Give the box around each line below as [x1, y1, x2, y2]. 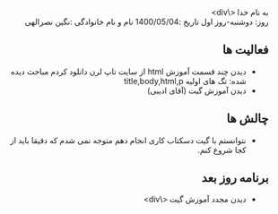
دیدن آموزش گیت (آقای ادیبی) [146, 85, 247, 96]
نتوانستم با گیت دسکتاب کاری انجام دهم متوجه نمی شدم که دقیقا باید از [9, 134, 247, 145]
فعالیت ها [222, 42, 269, 57]
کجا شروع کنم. [197, 144, 247, 155]
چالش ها [226, 111, 269, 126]
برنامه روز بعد [201, 170, 269, 185]
